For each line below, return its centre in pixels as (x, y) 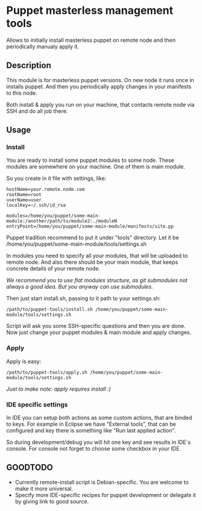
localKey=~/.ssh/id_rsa (36, 205)
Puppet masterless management (90, 11)
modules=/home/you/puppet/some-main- (54, 216)
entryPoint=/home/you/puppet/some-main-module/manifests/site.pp (90, 227)
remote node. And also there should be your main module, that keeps (92, 262)
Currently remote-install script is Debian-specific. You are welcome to (102, 482)
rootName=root (24, 195)
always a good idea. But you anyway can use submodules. (80, 287)
